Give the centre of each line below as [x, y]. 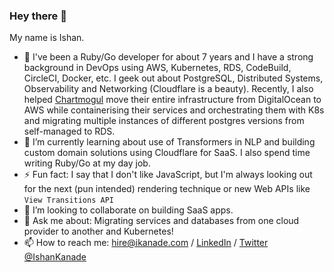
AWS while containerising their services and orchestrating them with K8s [174, 110]
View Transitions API [68, 200]
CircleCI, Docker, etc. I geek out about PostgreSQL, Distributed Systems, [173, 78]
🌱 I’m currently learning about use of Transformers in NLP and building [169, 142]
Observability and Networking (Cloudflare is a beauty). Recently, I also [168, 89]
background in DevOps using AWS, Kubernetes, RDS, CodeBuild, [157, 68]
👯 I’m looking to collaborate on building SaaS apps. [128, 210]
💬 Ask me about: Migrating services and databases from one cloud [161, 221]
